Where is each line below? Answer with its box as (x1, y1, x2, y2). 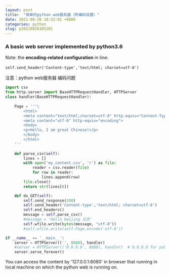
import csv (5, 85, 28, 90)
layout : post (5, 7, 33, 13)
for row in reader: (32, 170, 73, 175)
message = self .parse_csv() (23, 212, 82, 217)
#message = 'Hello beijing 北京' (23, 217, 93, 222)
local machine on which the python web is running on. (5, 264, 118, 270)
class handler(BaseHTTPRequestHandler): (5, 94, 92, 99)
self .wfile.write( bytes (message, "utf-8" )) (23, 221, 116, 226)
